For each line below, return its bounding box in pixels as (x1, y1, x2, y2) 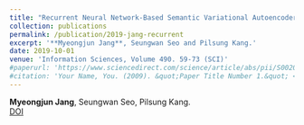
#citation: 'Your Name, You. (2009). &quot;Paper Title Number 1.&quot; (9, 72, 290, 81)
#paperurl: (9, 64, 51, 73)
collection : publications (9, 22, 107, 31)
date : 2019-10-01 (9, 47, 75, 56)
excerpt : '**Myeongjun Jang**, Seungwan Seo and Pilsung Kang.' (9, 38, 257, 48)
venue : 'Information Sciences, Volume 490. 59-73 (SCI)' (9, 55, 229, 64)
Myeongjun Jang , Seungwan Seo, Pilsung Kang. (9, 96, 192, 107)
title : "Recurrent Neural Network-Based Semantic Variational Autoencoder (9, 13, 298, 22)
